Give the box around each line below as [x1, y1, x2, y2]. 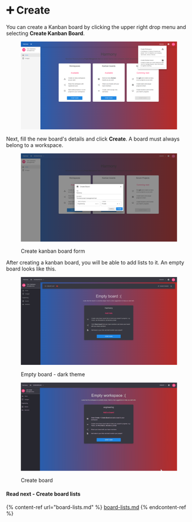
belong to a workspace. [6, 142, 64, 149]
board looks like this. [6, 265, 57, 272]
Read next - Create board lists [6, 490, 81, 497]
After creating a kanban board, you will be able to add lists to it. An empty [6, 259, 184, 266]
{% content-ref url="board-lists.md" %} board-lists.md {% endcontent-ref [6, 503, 187, 511]
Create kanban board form [21, 247, 85, 255]
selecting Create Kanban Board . [6, 30, 85, 37]
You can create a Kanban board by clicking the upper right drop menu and [6, 23, 187, 30]
